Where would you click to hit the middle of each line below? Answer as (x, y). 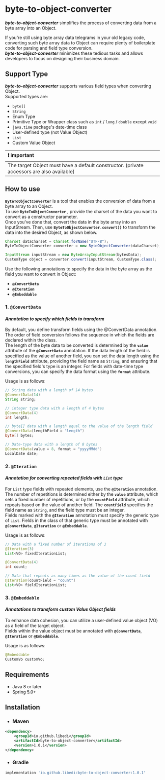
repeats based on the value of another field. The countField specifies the (79, 505)
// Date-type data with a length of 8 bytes (51, 445)
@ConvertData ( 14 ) (23, 395)
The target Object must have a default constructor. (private (76, 165)
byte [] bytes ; (20, 436)
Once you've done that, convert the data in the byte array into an (71, 222)
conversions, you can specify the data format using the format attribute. (78, 371)
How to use (23, 189)
